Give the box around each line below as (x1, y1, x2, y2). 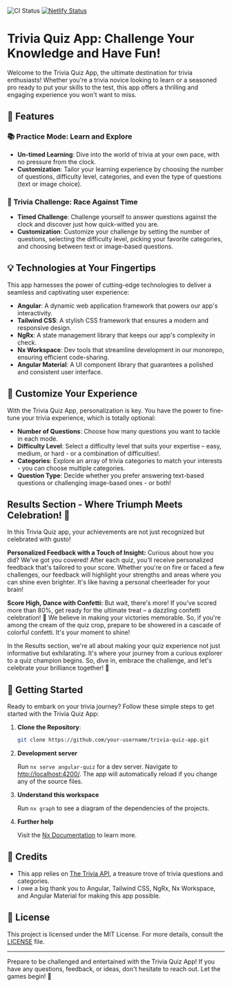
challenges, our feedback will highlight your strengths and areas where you (7, 570, 222, 579)
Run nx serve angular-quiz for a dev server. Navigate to (17, 762, 178, 771)
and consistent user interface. (17, 367, 103, 376)
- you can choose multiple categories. (17, 464, 126, 472)
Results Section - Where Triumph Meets (7, 498, 183, 510)
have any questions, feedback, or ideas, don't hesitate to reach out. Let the (7, 964, 221, 973)
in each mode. (17, 434, 59, 443)
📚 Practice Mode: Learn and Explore (7, 132, 133, 141)
